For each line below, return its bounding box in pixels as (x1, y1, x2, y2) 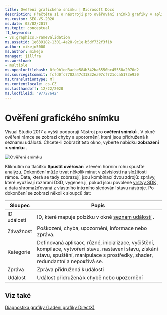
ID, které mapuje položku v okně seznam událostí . (37, 214, 155, 221)
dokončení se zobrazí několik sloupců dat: (5, 190, 91, 196)
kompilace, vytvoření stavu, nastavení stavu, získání (37, 245, 158, 252)
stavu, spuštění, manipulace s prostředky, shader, (37, 252, 153, 259)
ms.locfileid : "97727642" (5, 91, 59, 96)
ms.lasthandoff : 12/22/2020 (5, 86, 64, 91)
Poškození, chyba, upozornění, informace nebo (37, 225, 147, 232)
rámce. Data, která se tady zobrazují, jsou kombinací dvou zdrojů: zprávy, (5, 174, 156, 180)
